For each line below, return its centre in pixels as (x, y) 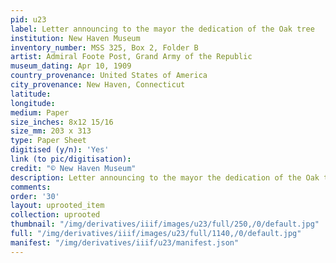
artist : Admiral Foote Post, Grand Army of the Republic (131, 57)
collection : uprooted (55, 215)
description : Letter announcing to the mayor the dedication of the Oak (165, 177)
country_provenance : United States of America (109, 76)
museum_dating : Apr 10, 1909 (71, 66)
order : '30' (35, 196)
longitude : (33, 103)
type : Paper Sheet (48, 141)
